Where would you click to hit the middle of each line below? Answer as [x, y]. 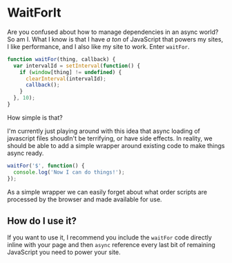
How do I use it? [42, 220]
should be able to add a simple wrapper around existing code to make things [116, 145]
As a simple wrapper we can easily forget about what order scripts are [107, 192]
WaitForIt [34, 13]
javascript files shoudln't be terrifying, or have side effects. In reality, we [110, 138]
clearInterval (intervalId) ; [66, 79]
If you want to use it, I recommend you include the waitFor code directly [109, 237]
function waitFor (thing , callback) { [61, 59]
